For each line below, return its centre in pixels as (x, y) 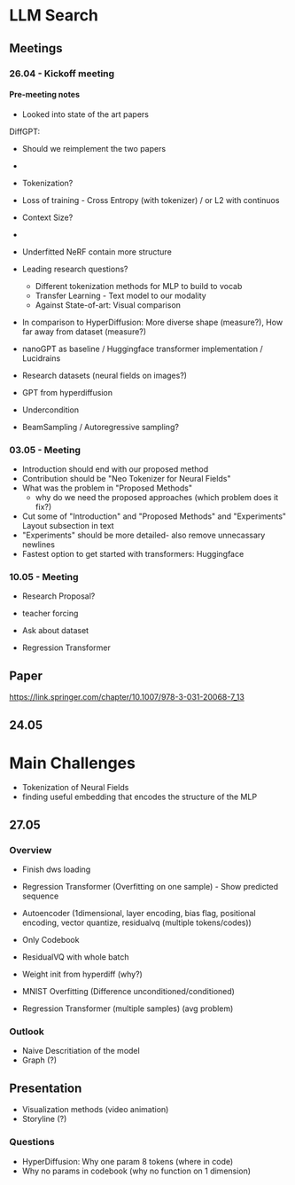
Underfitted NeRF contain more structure (97, 251)
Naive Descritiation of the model (81, 1051)
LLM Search (54, 16)
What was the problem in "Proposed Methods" (107, 488)
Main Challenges (72, 763)
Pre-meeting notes (45, 95)
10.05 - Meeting (44, 577)
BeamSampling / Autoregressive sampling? (101, 427)
